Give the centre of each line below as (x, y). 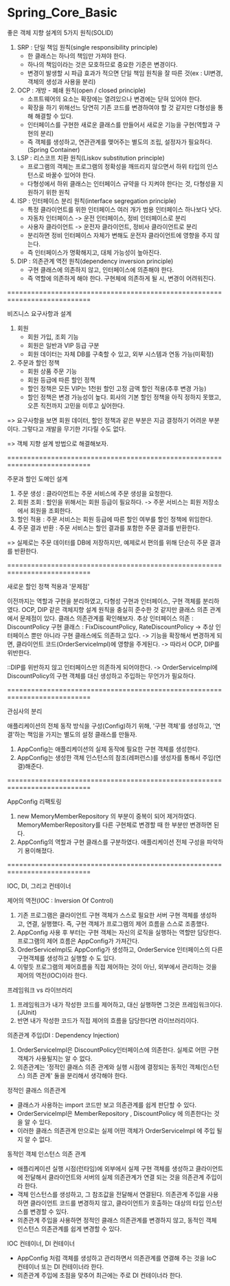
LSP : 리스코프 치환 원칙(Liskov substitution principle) (91, 158)
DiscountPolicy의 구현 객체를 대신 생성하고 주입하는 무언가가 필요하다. (101, 675)
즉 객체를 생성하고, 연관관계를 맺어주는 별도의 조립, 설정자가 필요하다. (120, 142)
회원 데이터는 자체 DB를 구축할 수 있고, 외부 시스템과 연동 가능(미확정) (120, 354)
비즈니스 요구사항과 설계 (39, 313)
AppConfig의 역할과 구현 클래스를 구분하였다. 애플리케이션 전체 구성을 (111, 842)
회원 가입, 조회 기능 (53, 337)
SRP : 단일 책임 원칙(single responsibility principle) (87, 47)
